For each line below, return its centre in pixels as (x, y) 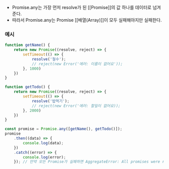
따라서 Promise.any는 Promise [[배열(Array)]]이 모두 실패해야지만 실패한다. (87, 20)
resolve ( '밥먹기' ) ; (50, 101)
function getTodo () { (27, 87)
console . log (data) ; (43, 143)
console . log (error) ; (44, 157)
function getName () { (27, 45)
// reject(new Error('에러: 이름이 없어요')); (77, 64)
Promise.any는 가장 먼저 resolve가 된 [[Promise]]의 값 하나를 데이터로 (82, 7)
